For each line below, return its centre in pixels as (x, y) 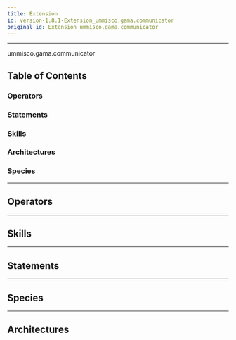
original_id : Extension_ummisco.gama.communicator (83, 27)
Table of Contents (47, 76)
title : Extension (33, 14)
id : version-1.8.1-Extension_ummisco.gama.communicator (91, 20)
